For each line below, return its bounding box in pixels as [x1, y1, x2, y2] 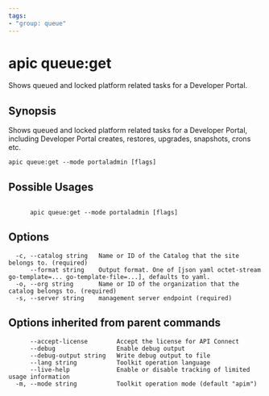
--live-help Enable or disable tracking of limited [29, 365, 250, 373]
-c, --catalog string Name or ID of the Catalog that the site [15, 252, 240, 260]
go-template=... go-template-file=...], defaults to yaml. [8, 273, 211, 281]
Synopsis [8, 104, 56, 118]
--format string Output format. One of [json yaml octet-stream [29, 265, 262, 274]
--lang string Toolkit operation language [29, 358, 211, 367]
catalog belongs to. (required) [8, 287, 117, 295]
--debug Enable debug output [29, 344, 185, 352]
